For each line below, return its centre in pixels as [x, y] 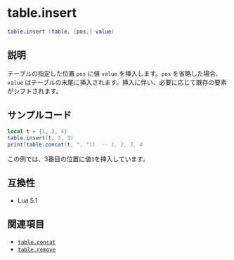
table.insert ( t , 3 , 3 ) [40, 138]
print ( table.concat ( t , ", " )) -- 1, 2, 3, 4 [75, 145]
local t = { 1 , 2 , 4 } [38, 132]
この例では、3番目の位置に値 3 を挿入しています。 [78, 159]
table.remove [37, 249]
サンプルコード [39, 115]
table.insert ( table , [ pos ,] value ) [61, 32]
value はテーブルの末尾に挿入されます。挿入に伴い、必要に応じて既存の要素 [117, 82]
